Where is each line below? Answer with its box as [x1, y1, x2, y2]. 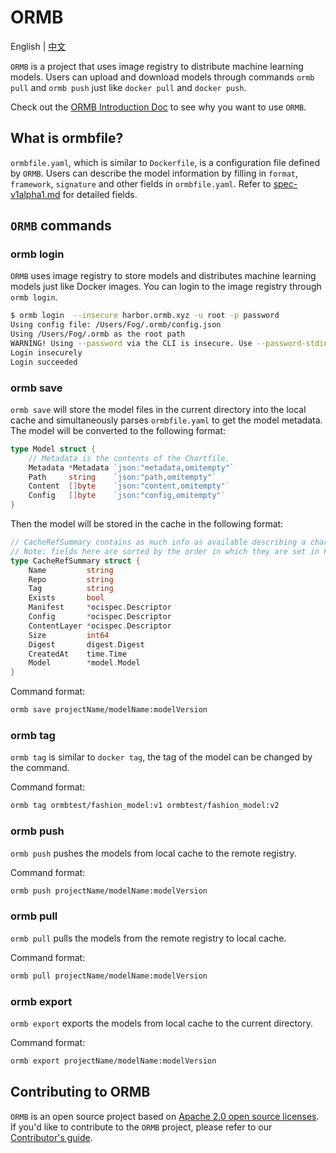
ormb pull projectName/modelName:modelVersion [10, 971, 208, 981]
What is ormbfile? [10, 130, 124, 147]
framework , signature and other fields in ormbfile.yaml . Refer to [10, 177, 272, 190]
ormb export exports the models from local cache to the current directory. [10, 1017, 314, 1029]
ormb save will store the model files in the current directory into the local [10, 403, 307, 415]
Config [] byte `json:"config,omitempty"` [28, 491, 226, 501]
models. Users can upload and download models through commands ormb [10, 71, 315, 83]
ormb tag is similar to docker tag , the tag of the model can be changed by [10, 751, 313, 763]
